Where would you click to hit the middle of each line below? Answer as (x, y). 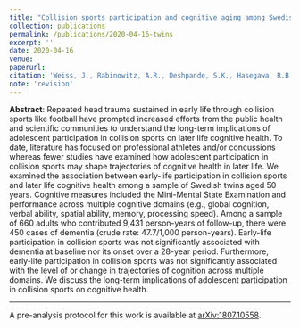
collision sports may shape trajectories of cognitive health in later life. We (144, 166)
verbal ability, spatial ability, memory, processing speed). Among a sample (146, 213)
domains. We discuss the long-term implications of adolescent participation (148, 280)
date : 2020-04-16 (42, 51)
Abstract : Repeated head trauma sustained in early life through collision (142, 109)
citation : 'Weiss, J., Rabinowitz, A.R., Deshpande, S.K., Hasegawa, (142, 76)
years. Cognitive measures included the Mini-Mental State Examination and (148, 194)
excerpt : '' (31, 42)
